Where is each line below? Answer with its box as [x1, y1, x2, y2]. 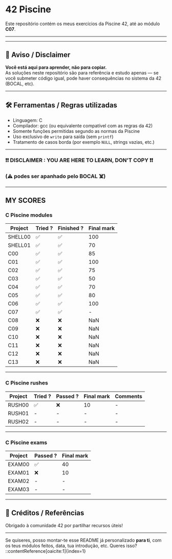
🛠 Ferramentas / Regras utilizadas [5, 101, 118, 110]
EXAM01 [8, 469, 30, 476]
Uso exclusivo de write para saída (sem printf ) [12, 133, 114, 140]
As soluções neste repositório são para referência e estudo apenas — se [5, 69, 159, 75]
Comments [115, 393, 142, 400]
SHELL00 [8, 234, 31, 241]
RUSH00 [8, 401, 29, 409]
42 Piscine [5, 4, 51, 15]
